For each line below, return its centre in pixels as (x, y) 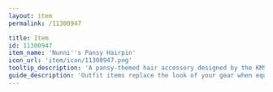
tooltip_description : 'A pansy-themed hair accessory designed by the (130, 68)
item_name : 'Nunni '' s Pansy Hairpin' (72, 53)
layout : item (30, 16)
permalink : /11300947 (45, 23)
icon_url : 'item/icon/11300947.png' (70, 61)
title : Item (28, 38)
